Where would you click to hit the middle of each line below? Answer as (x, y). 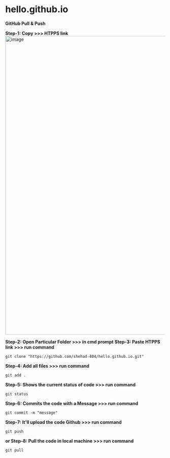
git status (17, 394)
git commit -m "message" (31, 413)
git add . (16, 375)
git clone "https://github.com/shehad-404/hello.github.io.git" (75, 356)
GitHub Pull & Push (25, 23)
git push (14, 431)
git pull (14, 450)
